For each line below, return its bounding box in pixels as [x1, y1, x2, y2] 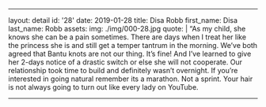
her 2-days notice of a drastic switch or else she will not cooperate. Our [8, 57, 243, 67]
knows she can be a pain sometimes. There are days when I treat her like [8, 32, 247, 42]
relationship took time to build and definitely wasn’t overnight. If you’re [8, 66, 238, 75]
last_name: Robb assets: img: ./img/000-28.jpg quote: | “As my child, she [8, 24, 246, 33]
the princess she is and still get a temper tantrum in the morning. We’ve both [8, 41, 258, 50]
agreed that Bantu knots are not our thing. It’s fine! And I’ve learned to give [8, 49, 252, 58]
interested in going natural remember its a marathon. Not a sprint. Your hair [8, 74, 253, 83]
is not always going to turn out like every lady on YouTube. [8, 83, 199, 91]
